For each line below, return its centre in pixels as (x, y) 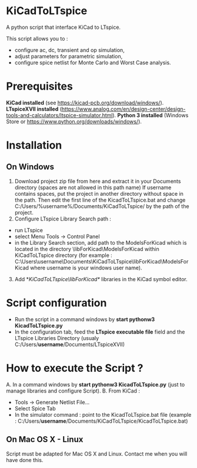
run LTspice (29, 230)
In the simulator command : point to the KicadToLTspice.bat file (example (103, 414)
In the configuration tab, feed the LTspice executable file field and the (100, 332)
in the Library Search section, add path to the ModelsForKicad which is (101, 242)
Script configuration (56, 303)
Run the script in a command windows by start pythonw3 (85, 319)
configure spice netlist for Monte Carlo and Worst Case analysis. (93, 62)
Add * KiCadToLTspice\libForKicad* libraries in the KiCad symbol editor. (101, 279)
